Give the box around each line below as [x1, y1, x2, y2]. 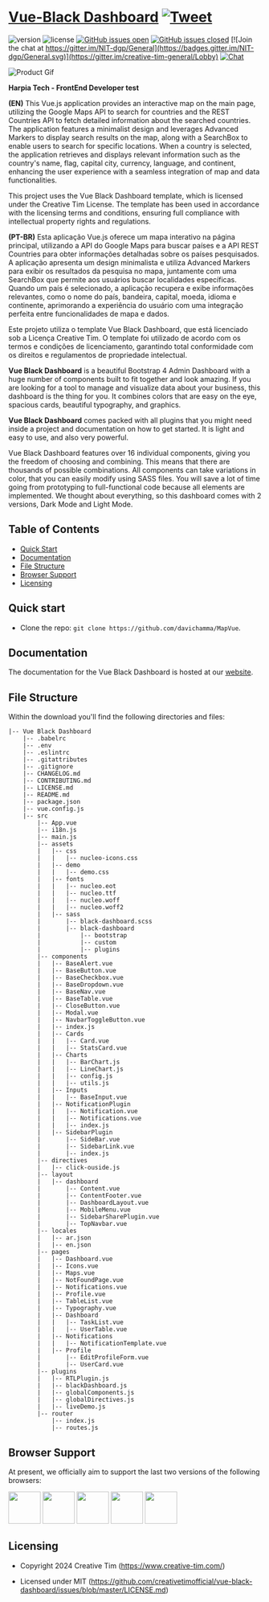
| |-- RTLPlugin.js [37, 1375, 110, 1383]
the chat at [8, 43, 44, 52]
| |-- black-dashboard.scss [37, 917, 153, 926]
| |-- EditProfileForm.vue [37, 1354, 149, 1362]
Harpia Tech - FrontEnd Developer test [8, 83, 139, 92]
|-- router [37, 1410, 74, 1418]
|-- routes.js [51, 1424, 99, 1432]
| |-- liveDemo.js [37, 1403, 106, 1411]
